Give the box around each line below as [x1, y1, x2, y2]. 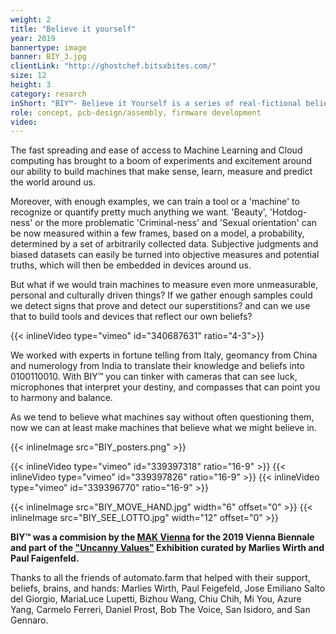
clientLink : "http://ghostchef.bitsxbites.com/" [10, 61, 217, 71]
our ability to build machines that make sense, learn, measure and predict [10, 166, 313, 178]
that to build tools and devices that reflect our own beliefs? [10, 311, 253, 323]
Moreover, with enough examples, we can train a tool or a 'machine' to [10, 196, 300, 208]
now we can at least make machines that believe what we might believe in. [10, 422, 317, 434]
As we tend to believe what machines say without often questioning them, [10, 411, 315, 423]
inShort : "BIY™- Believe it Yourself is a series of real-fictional [10, 98, 302, 108]
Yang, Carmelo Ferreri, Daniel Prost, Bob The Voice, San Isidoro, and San [10, 604, 311, 616]
